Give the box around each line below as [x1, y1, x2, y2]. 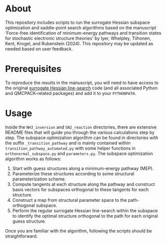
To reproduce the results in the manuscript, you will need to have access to [5, 80, 159, 85]
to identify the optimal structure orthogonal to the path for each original [12, 213, 158, 219]
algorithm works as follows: [5, 156, 61, 162]
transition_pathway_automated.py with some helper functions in [5, 145, 136, 151]
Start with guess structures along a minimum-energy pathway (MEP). [12, 165, 154, 171]
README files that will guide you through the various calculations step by [5, 129, 155, 135]
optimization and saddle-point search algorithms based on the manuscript [5, 24, 157, 30]
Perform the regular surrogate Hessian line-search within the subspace [12, 207, 158, 214]
